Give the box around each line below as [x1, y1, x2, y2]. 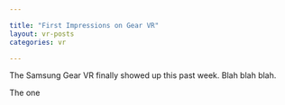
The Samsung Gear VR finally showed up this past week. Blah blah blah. [9, 70, 277, 81]
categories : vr [9, 38, 67, 47]
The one [9, 87, 41, 99]
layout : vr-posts [9, 29, 75, 39]
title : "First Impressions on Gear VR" [9, 21, 160, 30]
